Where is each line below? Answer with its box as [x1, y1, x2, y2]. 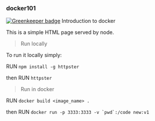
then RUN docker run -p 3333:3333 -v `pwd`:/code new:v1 [6, 109, 150, 116]
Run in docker [20, 86, 55, 93]
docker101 [6, 4, 36, 12]
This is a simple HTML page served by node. [6, 29, 114, 36]
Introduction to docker [61, 18, 116, 25]
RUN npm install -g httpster [6, 63, 79, 70]
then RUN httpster [6, 75, 52, 82]
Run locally [20, 40, 48, 48]
